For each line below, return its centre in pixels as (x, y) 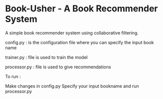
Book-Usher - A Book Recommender (81, 9)
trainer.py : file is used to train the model (46, 57)
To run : (13, 76)
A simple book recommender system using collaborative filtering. (72, 33)
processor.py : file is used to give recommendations (58, 67)
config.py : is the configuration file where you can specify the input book (80, 42)
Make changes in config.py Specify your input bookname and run (72, 86)
